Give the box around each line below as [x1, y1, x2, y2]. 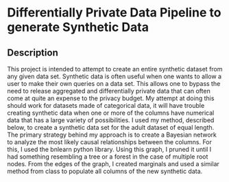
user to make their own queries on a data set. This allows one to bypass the [7, 80, 221, 87]
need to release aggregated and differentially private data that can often [7, 87, 210, 95]
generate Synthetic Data [7, 19, 149, 35]
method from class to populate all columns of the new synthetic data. [7, 167, 203, 175]
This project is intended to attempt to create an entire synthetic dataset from [7, 65, 223, 73]
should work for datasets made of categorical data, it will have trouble [7, 102, 205, 109]
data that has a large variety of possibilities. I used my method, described [7, 116, 215, 124]
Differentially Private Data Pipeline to [7, 5, 221, 21]
